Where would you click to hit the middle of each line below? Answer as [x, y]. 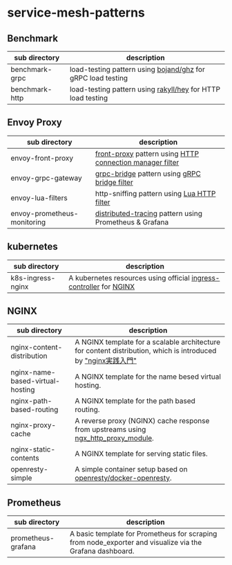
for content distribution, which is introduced [146, 351]
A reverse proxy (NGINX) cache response [142, 421]
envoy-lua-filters [39, 197]
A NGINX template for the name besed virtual [148, 377]
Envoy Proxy [35, 123]
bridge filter [114, 182]
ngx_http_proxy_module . [114, 438]
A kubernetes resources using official [129, 278]
